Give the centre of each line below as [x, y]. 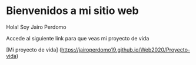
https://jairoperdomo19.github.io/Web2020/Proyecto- [125, 49]
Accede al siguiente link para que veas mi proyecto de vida [78, 38]
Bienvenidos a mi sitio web [73, 11]
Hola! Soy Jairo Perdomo [36, 27]
